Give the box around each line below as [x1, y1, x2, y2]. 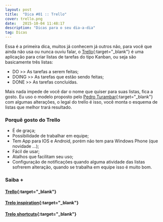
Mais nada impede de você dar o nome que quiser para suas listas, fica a [5, 89, 153, 94]
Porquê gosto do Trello [5, 116, 60, 123]
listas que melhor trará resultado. [5, 104, 72, 110]
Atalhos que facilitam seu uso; [12, 154, 74, 160]
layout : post [5, 7, 32, 12]
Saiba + [5, 176, 24, 183]
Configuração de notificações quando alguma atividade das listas [12, 159, 145, 165]
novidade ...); [12, 143, 39, 149]
